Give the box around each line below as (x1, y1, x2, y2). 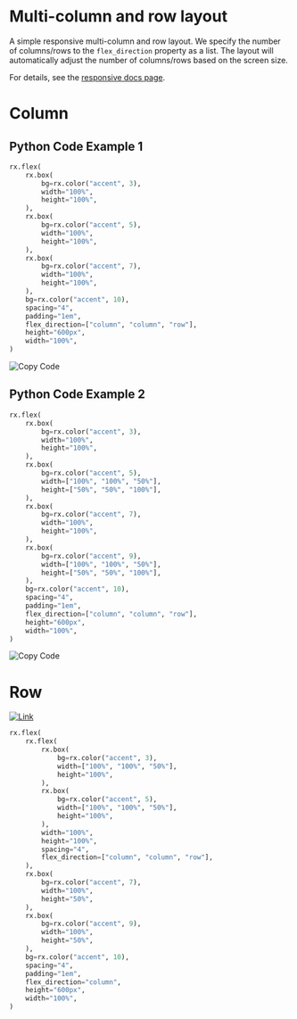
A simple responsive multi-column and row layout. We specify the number (9, 36, 281, 46)
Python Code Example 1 (9, 138, 144, 153)
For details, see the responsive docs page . (9, 71, 166, 82)
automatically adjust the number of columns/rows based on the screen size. (9, 54, 288, 65)
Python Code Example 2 (9, 386, 145, 402)
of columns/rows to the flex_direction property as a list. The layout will (9, 45, 274, 55)
